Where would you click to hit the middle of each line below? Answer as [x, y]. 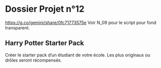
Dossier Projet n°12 [45, 9]
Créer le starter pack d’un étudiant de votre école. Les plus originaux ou [78, 55]
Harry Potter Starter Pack [45, 43]
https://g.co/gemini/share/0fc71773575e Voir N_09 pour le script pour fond [81, 23]
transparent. [18, 27]
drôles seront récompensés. [34, 60]
